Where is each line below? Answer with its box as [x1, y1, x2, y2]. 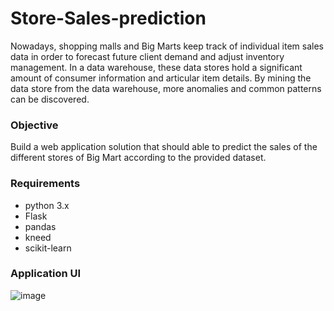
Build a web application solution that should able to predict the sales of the [10, 141, 318, 153]
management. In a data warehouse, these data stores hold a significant [10, 61, 303, 73]
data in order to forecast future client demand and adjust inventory [10, 50, 285, 62]
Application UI [10, 267, 82, 281]
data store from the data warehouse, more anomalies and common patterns [10, 82, 322, 94]
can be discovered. [10, 93, 90, 105]
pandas [24, 220, 57, 232]
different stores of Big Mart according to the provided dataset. [10, 152, 267, 164]
